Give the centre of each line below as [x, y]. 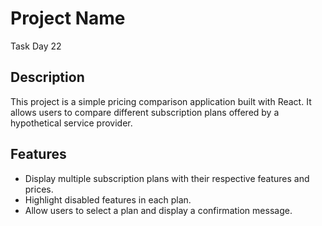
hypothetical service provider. [71, 123]
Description [47, 77]
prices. [39, 189]
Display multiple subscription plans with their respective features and [167, 178]
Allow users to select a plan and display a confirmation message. [158, 210]
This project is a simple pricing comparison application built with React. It [161, 101]
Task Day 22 [36, 46]
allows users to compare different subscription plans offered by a [145, 112]
